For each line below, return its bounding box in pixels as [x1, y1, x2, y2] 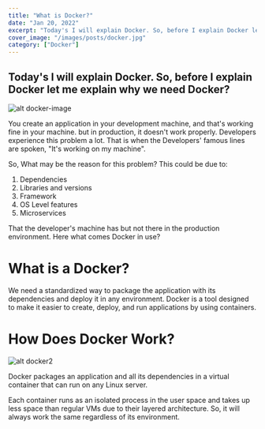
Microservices [19, 208, 67, 217]
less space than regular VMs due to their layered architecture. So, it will [8, 404, 241, 413]
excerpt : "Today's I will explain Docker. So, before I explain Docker [8, 26, 248, 34]
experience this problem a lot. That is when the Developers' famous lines [8, 135, 245, 145]
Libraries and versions [19, 183, 92, 192]
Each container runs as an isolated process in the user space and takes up [8, 395, 251, 405]
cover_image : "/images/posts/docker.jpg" [8, 33, 147, 42]
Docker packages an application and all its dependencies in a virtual [8, 371, 230, 381]
